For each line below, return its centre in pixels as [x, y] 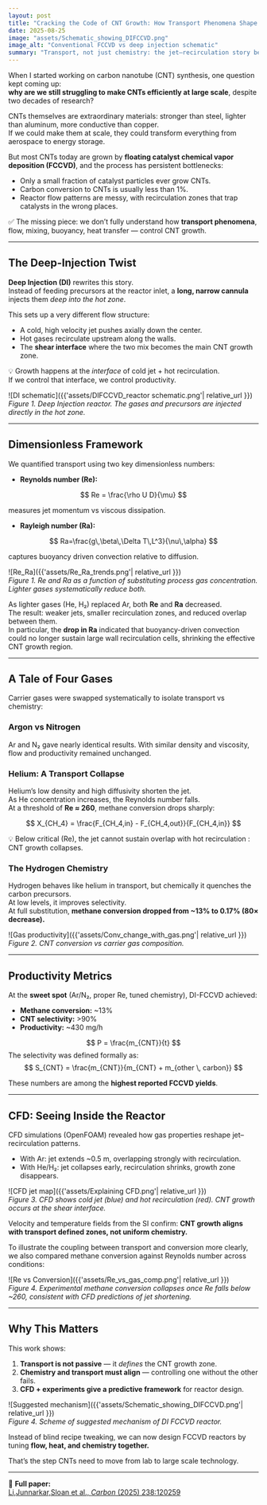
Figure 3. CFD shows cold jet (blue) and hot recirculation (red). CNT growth [132, 1199]
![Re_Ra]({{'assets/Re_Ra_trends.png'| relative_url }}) [95, 572]
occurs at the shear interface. [57, 1208]
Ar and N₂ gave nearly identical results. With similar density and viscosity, [129, 745]
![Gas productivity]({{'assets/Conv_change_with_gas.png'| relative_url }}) [128, 935]
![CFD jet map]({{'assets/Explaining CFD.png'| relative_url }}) [107, 1190]
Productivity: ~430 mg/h [61, 1027]
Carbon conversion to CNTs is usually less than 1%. [104, 189]
